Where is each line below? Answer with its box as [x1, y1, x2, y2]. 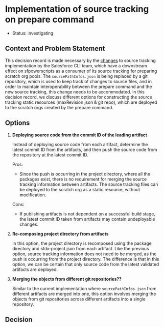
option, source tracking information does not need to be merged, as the [12, 251, 157, 257]
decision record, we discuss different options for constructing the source [5, 94, 153, 100]
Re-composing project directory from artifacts [12, 231, 109, 237]
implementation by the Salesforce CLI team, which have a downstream [5, 62, 148, 68]
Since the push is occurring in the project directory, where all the [19, 171, 151, 177]
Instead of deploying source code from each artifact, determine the [12, 141, 148, 147]
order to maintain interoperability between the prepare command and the [5, 84, 152, 89]
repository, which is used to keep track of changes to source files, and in [5, 78, 152, 84]
